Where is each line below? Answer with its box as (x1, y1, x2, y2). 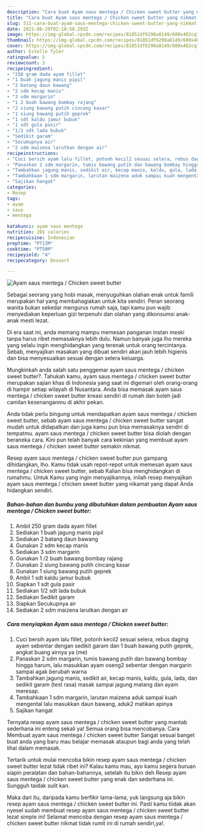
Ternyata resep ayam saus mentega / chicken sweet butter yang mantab (7, 719, 188, 726)
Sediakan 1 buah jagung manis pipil (15, 529, 104, 536)
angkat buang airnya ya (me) (15, 649, 88, 656)
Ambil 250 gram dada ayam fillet (15, 522, 97, 530)
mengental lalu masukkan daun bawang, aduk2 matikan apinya (15, 700, 173, 708)
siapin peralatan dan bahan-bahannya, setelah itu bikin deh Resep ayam (7, 769, 187, 776)
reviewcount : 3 (7, 60, 45, 66)
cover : (7, 43, 24, 49)
